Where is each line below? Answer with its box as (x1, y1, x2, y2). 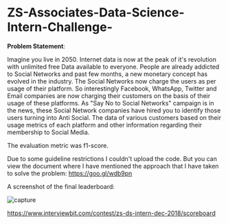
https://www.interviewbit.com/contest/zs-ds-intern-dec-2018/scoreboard (7, 209, 216, 217)
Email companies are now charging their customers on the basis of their (7, 91, 211, 100)
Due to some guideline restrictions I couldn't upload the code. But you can (7, 154, 218, 162)
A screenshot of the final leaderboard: (7, 182, 115, 190)
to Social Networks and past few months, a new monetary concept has (7, 70, 208, 78)
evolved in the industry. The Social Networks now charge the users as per (7, 77, 216, 85)
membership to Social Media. (7, 128, 90, 136)
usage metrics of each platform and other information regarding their (7, 121, 203, 129)
